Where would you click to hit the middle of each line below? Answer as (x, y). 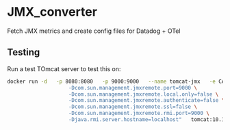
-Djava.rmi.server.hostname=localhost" (125, 120)
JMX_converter (52, 12)
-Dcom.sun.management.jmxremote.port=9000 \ (132, 88)
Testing (24, 52)
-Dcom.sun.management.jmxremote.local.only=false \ (143, 94)
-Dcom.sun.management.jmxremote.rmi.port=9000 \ (139, 114)
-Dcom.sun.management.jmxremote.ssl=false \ (132, 107)
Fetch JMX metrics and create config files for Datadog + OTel (94, 31)
